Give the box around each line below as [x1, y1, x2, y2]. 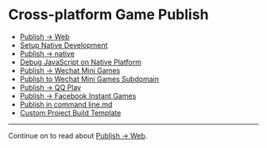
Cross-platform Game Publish [8, 6, 209, 24]
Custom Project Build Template [19, 107, 122, 117]
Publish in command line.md [19, 99, 113, 109]
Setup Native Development [19, 40, 108, 49]
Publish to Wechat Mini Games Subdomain [19, 74, 159, 84]
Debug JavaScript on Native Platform [19, 57, 141, 67]
